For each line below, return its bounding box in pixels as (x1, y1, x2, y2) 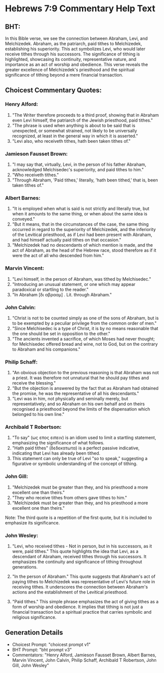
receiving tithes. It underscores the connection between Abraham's (12, 584, 148, 590)
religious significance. (12, 614, 57, 621)
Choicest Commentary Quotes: (5, 86, 102, 95)
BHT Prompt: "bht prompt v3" (12, 647, 72, 652)
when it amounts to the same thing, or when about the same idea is (12, 211, 147, 217)
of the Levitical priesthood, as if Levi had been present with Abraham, (12, 232, 152, 238)
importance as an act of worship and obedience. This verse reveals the (5, 62, 148, 67)
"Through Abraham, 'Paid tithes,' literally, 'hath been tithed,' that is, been (12, 177, 158, 183)
